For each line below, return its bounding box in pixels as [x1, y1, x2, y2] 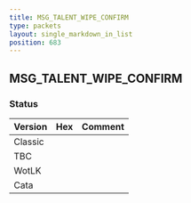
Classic [13, 135, 44, 148]
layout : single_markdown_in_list [9, 29, 133, 38]
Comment [81, 120, 124, 133]
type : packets [9, 21, 62, 30]
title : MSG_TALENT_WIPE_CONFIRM [9, 12, 129, 22]
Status [9, 97, 38, 110]
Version [13, 120, 48, 133]
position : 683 [9, 37, 62, 47]
